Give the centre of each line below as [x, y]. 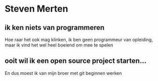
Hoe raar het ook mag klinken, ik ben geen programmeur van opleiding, [79, 39]
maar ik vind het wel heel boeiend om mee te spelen [59, 45]
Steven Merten [37, 9]
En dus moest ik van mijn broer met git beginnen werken [63, 73]
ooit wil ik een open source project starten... [76, 61]
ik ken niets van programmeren [55, 28]
